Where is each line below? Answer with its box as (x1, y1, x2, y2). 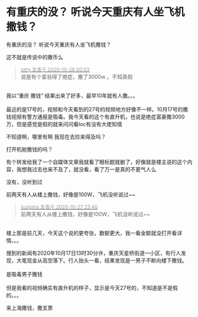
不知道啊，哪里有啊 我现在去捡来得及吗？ (6, 133, 106, 140)
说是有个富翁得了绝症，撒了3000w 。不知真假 (20, 73, 133, 80)
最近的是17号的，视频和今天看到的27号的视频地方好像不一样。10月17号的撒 (6, 105, 189, 113)
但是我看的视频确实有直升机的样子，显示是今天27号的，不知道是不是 (6, 284, 173, 291)
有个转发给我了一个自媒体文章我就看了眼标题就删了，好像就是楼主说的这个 (6, 158, 187, 165)
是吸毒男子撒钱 (6, 270, 43, 277)
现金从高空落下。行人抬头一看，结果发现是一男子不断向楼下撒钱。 (26, 257, 187, 264)
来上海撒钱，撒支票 (6, 304, 53, 311)
